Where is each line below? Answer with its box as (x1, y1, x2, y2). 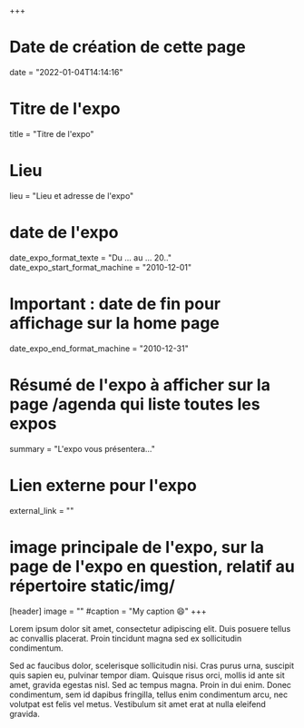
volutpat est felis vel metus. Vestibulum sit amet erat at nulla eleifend (9, 698, 266, 709)
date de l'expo (9, 222, 119, 242)
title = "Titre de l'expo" (9, 128, 94, 139)
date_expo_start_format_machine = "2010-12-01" (9, 261, 192, 272)
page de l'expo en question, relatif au (9, 556, 295, 576)
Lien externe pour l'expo (9, 475, 197, 496)
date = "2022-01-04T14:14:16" (9, 66, 123, 77)
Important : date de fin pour (9, 293, 221, 314)
